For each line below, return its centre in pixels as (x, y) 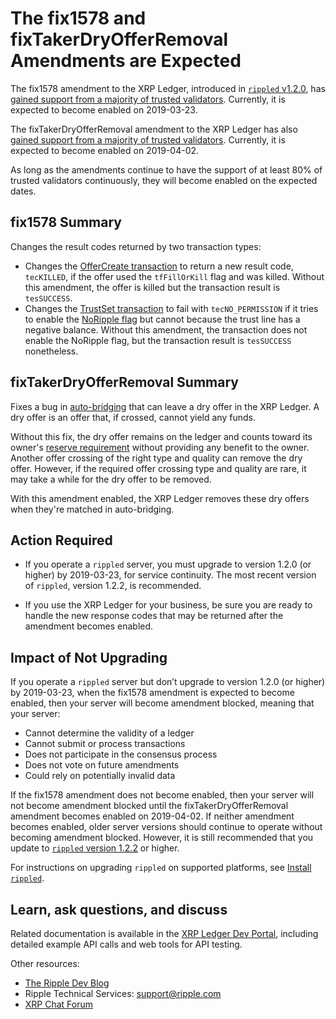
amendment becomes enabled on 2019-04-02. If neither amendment (152, 816)
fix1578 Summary (66, 222)
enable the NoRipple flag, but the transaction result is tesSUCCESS (158, 340)
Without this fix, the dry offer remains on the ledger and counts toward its (161, 436)
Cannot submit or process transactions (105, 744)
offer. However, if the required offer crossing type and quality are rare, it (158, 468)
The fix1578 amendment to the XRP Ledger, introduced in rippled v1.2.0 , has (168, 88)
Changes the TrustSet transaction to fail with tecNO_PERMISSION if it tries (171, 308)
